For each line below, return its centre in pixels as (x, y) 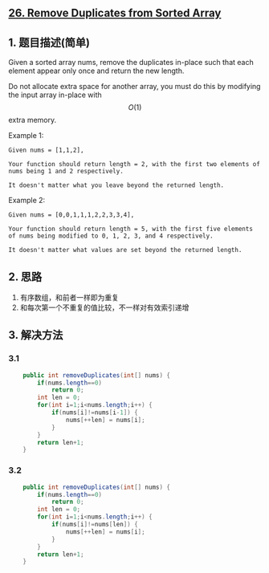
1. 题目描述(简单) (49, 42)
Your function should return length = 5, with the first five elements (130, 229)
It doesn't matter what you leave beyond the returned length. (116, 185)
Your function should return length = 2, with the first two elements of (134, 165)
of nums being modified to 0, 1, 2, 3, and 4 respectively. (111, 236)
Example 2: (27, 201)
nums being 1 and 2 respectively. (66, 172)
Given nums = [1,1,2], (46, 150)
